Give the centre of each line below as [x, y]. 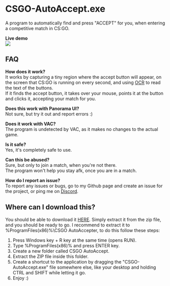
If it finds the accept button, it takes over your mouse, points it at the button [84, 93]
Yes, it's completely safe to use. [39, 150]
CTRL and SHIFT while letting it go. [49, 272]
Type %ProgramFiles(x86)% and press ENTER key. [66, 245]
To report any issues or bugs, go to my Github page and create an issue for [84, 186]
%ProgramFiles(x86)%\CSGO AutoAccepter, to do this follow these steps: [83, 230]
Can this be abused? [27, 160]
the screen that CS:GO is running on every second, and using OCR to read [83, 82]
